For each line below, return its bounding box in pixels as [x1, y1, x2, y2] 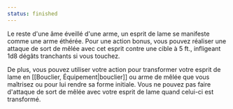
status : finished [7, 10, 58, 17]
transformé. [7, 95, 41, 103]
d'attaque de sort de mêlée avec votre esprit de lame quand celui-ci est [7, 87, 214, 96]
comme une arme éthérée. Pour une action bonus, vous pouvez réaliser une [7, 36, 227, 45]
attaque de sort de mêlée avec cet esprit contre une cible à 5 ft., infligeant [7, 44, 221, 52]
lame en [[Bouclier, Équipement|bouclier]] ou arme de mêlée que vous [7, 73, 210, 81]
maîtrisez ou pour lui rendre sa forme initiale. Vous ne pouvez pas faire [7, 80, 211, 88]
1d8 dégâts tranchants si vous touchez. [7, 52, 120, 60]
